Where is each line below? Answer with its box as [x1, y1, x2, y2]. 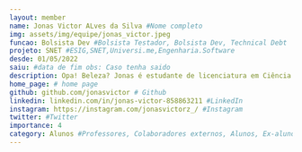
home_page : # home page [9, 80, 99, 89]
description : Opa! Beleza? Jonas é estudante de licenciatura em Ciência [9, 72, 292, 80]
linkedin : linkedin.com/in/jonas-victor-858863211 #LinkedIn [9, 96, 244, 106]
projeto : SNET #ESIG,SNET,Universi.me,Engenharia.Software [9, 46, 235, 55]
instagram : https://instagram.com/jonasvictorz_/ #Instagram [9, 105, 244, 114]
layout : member [9, 13, 67, 22]
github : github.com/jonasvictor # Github [9, 88, 167, 97]
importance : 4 [9, 122, 63, 131]
